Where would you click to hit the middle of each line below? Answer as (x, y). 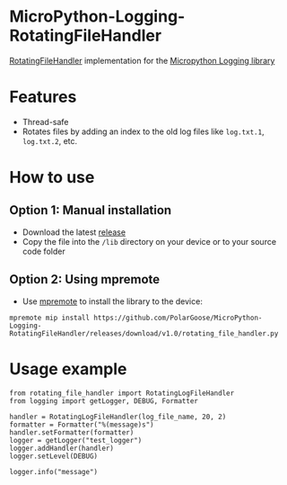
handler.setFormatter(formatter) (72, 432)
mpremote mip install (50, 318)
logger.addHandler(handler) (62, 448)
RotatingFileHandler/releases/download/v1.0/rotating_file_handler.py (144, 333)
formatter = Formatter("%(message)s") (82, 425)
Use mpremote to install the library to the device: (113, 301)
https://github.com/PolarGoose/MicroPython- (178, 318)
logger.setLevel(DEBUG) (54, 456)
